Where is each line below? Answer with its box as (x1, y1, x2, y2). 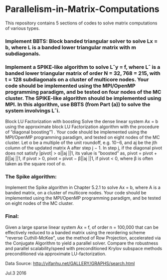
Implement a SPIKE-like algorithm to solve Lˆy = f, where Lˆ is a (5, 63, 161, 70)
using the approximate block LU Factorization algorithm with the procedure (5, 124, 160, 130)
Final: (5, 213, 19, 220)
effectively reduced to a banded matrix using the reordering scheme (5, 229, 146, 235)
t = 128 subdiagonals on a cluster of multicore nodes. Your (5, 76, 149, 83)
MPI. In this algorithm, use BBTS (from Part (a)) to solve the (5, 101, 151, 108)
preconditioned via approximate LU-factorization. (5, 251, 107, 257)
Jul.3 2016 (5, 270, 26, 276)
